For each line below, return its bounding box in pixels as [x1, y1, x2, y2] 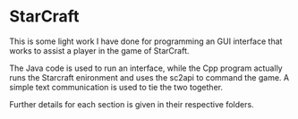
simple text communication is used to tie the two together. [9, 81, 224, 92]
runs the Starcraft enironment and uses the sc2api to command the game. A [9, 72, 289, 82]
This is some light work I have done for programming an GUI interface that [9, 36, 283, 47]
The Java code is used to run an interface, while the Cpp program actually [9, 63, 284, 73]
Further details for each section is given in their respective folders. [9, 98, 254, 109]
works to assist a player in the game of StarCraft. [9, 45, 190, 55]
